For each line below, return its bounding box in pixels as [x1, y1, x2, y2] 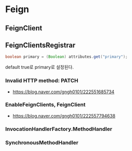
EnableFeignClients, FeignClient [5, 101, 86, 108]
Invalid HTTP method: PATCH [5, 77, 78, 84]
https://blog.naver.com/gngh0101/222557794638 [12, 112, 115, 119]
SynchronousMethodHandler [5, 139, 79, 146]
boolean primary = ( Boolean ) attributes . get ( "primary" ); [5, 54, 128, 59]
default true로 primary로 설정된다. [5, 64, 74, 70]
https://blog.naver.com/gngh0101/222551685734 [12, 89, 115, 95]
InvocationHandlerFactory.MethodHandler [5, 125, 112, 132]
